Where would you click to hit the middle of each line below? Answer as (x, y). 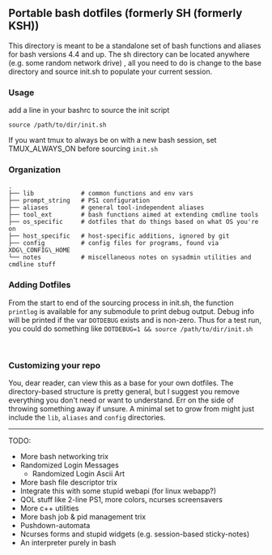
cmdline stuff (32, 265)
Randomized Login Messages (69, 465)
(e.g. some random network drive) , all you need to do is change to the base (135, 62)
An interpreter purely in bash (68, 542)
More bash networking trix (64, 456)
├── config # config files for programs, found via (114, 243)
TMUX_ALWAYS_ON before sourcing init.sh (83, 148)
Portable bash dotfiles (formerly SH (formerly (125, 13)
